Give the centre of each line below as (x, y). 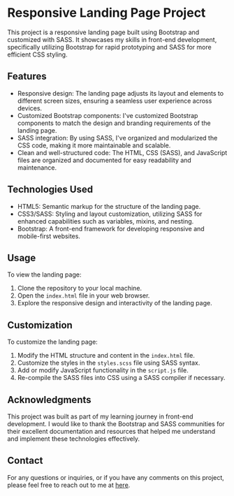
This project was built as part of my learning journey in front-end (100, 416)
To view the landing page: (44, 275)
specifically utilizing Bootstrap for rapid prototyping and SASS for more (109, 47)
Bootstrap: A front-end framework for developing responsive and (111, 228)
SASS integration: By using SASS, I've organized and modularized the (117, 138)
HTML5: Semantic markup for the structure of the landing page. (109, 206)
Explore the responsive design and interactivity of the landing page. (115, 303)
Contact (25, 461)
